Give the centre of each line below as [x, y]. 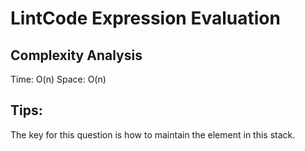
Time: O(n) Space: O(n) [58, 79]
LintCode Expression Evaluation [145, 18]
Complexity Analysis [76, 55]
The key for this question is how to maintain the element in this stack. [153, 134]
